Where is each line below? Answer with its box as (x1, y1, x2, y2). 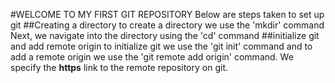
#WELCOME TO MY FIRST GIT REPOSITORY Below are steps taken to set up (10, 9, 325, 20)
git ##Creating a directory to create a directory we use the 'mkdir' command (10, 19, 325, 31)
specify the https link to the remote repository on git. (10, 62, 228, 73)
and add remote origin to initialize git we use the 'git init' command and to (10, 40, 313, 52)
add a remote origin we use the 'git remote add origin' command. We (10, 51, 294, 63)
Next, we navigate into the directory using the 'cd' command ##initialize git (10, 30, 320, 41)
